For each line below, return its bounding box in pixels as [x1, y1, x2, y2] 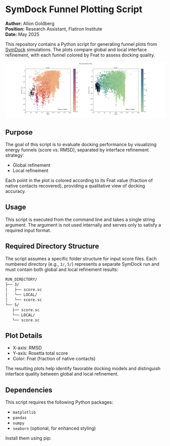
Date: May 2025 [5, 31, 40, 37]
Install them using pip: [5, 435, 52, 441]
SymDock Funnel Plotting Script [5, 4, 143, 15]
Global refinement [12, 162, 51, 168]
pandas [12, 415, 27, 421]
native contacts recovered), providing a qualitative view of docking [5, 182, 145, 189]
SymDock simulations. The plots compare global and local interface [5, 46, 147, 52]
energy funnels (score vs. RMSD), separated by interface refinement [5, 147, 149, 153]
